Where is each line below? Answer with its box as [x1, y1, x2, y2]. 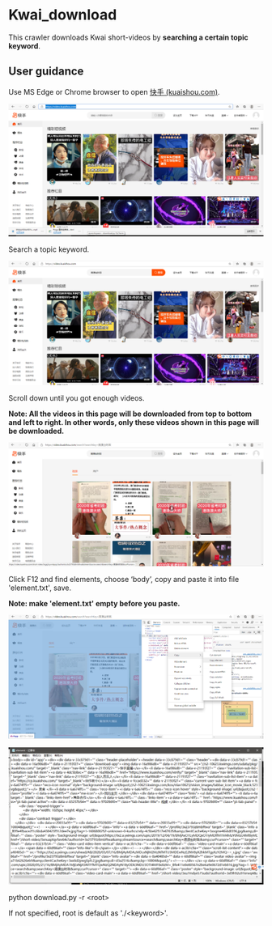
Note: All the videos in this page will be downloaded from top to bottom [8, 409, 253, 418]
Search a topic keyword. [8, 244, 90, 254]
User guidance [8, 65, 84, 79]
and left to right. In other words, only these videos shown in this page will [8, 417, 260, 427]
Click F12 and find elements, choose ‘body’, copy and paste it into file [8, 574, 240, 584]
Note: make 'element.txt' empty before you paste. [8, 598, 181, 608]
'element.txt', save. [8, 583, 71, 593]
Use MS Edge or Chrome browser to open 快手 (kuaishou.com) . [8, 87, 220, 96]
